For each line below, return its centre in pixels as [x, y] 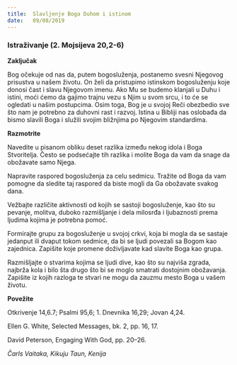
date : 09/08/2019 [36, 21]
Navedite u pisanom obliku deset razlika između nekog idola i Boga [105, 147]
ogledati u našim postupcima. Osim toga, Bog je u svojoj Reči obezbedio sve [118, 104]
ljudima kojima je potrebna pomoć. [58, 220]
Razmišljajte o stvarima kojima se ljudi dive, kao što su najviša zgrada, [109, 262]
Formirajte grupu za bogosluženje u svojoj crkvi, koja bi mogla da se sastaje [118, 233]
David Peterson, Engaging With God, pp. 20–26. [77, 339]
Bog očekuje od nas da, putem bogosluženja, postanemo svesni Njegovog [116, 74]
